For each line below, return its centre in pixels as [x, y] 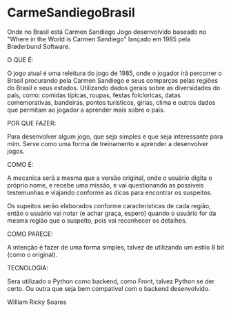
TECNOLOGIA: [28, 267]
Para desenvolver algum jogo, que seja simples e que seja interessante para [115, 137]
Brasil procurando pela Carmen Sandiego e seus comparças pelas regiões [113, 80]
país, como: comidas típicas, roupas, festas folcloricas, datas [94, 95]
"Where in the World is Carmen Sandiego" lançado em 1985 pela [99, 39]
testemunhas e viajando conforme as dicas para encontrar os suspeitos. [110, 192]
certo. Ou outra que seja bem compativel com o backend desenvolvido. [109, 288]
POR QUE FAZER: [32, 123]
